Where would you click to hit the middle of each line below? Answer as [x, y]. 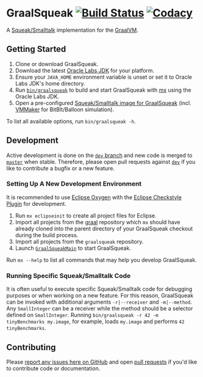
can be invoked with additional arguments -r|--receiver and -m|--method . [99, 302]
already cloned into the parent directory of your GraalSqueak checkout [104, 229]
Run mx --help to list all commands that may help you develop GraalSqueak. [101, 260]
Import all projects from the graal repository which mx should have [98, 222]
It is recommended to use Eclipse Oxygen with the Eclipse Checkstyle [94, 197]
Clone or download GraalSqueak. [57, 64]
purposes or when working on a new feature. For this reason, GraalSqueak [100, 296]
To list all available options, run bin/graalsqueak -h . [71, 121]
